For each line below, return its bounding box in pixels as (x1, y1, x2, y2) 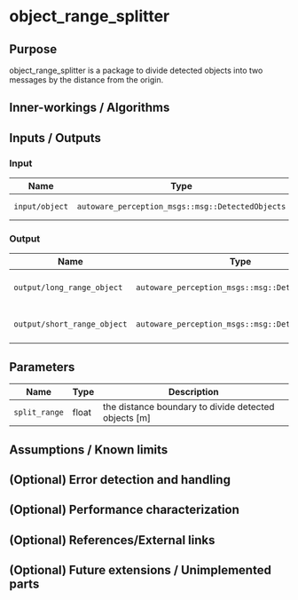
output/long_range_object (13, 282, 123, 293)
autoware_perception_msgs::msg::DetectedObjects (76, 201, 286, 212)
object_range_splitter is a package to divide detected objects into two (9, 65, 263, 75)
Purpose (9, 42, 58, 57)
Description (168, 386, 219, 399)
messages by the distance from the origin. (9, 75, 164, 85)
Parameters (9, 359, 75, 375)
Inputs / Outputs (9, 130, 102, 146)
